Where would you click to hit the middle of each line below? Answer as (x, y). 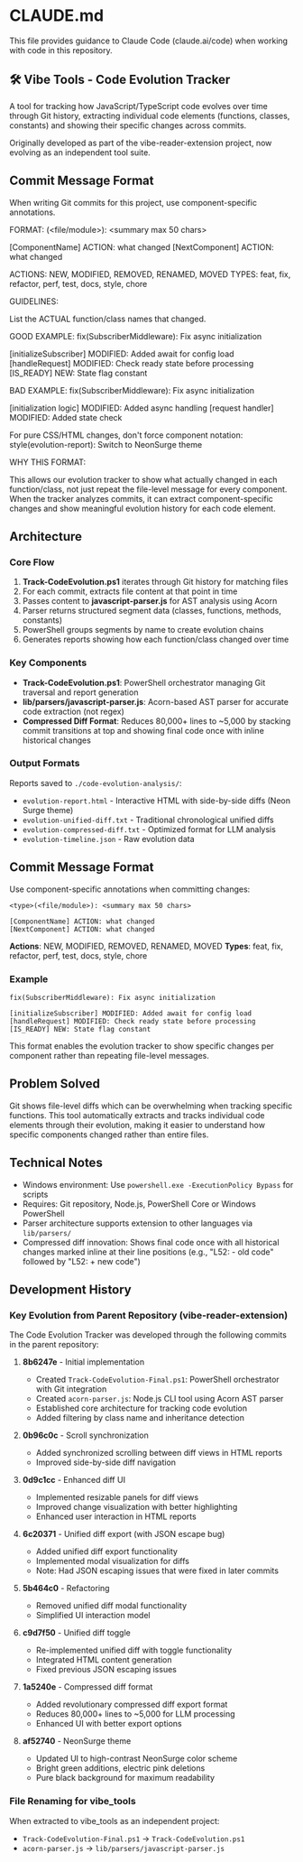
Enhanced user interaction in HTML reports (116, 1516)
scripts (35, 1194)
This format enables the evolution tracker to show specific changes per (142, 1046)
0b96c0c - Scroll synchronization (85, 1435)
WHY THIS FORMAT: (48, 462)
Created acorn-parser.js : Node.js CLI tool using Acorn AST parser (160, 1399)
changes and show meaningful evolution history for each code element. (143, 508)
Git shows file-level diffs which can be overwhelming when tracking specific (151, 1106)
